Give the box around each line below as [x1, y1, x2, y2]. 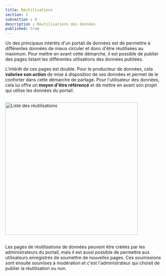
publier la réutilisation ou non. [5, 265, 67, 271]
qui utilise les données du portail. [5, 87, 74, 94]
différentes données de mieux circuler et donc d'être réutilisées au [5, 45, 144, 52]
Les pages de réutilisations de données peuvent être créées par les [5, 244, 145, 250]
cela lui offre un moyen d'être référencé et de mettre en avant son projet [5, 82, 157, 88]
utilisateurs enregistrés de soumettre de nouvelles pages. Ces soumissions [5, 255, 161, 261]
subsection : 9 [5, 17, 37, 22]
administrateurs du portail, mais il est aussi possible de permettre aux [5, 249, 150, 255]
